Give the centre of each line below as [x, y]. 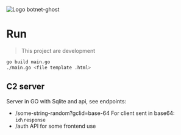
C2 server [26, 87]
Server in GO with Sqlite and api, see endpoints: [66, 101]
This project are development [58, 50]
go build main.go [28, 62]
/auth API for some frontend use [55, 126]
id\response [30, 120]
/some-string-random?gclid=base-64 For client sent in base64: [95, 113]
